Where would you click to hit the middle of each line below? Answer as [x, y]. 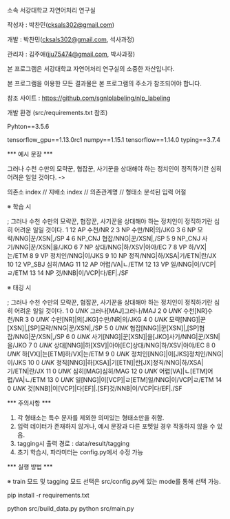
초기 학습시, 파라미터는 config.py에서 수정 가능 [80, 452]
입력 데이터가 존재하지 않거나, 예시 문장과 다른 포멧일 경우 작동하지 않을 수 [116, 426]
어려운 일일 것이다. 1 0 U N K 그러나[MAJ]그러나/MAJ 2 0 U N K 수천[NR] [111, 311]
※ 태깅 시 [19, 287]
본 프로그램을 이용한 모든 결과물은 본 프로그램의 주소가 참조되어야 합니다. [104, 83]
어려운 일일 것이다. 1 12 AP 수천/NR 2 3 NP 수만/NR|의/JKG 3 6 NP [105, 230]
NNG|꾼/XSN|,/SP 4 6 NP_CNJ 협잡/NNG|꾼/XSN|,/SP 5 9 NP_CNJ [108, 238]
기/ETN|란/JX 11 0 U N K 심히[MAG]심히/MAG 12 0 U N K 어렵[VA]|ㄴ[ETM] [107, 371]
